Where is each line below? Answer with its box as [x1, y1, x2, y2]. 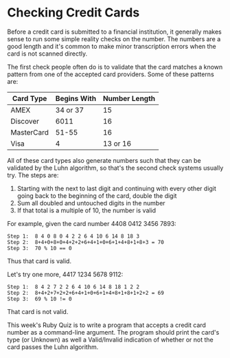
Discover [10, 116, 40, 126]
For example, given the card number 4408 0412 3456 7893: [7, 219, 176, 227]
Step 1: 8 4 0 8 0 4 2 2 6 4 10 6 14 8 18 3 [7, 232, 139, 240]
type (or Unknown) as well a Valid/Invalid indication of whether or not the [7, 335, 214, 344]
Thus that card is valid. [7, 256, 72, 265]
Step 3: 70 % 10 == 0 [7, 245, 72, 251]
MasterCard [10, 127, 49, 137]
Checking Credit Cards [7, 5, 140, 21]
